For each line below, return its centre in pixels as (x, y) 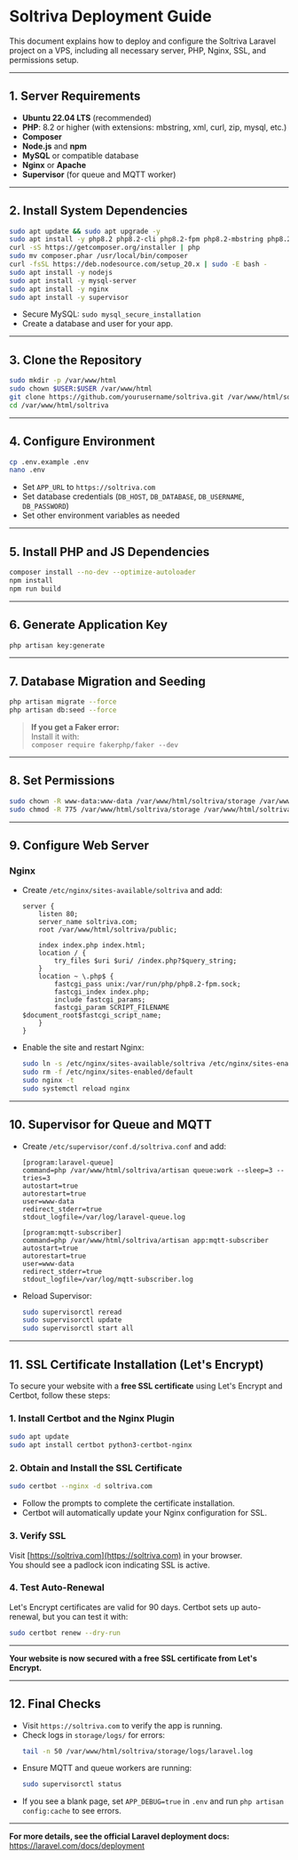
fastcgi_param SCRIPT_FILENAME (112, 1008)
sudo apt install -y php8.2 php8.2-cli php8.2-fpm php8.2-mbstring (137, 239)
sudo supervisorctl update (72, 1320)
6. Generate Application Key (89, 625)
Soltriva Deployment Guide (110, 16)
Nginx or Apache (54, 165)
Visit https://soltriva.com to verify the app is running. (122, 1725)
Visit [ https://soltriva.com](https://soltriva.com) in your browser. (126, 1555)
